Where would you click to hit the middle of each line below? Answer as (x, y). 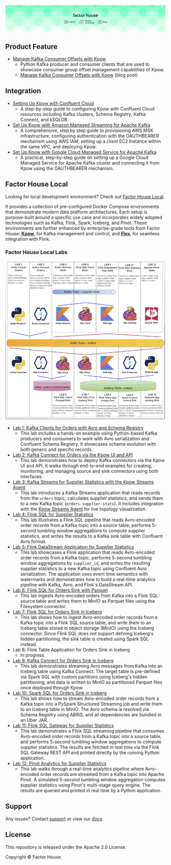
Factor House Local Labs (36, 252)
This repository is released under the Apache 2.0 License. (66, 847)
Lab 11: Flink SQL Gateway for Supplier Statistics (63, 725)
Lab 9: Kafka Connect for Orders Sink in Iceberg (63, 660)
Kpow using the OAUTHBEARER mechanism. (67, 168)
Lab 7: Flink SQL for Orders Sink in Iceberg (57, 612)
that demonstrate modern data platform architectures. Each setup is (76, 212)
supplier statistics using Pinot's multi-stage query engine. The (85, 785)
